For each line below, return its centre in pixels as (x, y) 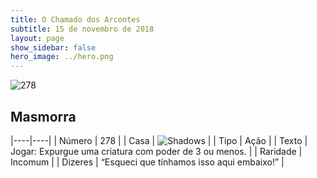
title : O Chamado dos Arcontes (75, 19)
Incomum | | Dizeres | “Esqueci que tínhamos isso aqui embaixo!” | (147, 162)
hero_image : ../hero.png (62, 57)
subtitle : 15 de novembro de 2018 (82, 29)
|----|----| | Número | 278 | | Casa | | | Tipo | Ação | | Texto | (159, 140)
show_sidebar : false (53, 47)
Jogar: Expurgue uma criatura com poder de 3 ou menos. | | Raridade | (156, 151)
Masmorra (43, 116)
